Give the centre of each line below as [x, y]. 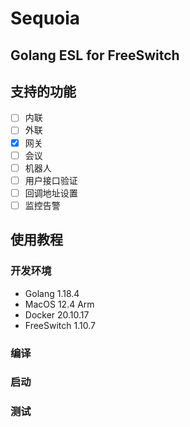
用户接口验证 [51, 180]
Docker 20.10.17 [57, 314]
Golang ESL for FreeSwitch [95, 55]
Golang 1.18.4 [52, 293]
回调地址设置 [51, 193]
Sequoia [45, 18]
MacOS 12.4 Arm [59, 304]
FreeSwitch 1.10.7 [60, 325]
